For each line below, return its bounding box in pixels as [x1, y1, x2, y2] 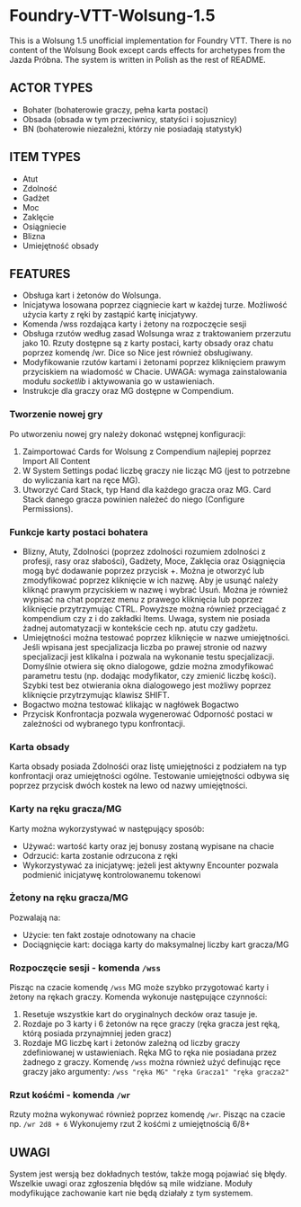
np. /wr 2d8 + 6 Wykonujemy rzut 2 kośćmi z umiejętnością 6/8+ [9, 1119, 251, 1130]
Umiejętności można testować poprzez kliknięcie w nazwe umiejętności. [22, 631, 290, 643]
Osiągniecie [22, 221, 67, 232]
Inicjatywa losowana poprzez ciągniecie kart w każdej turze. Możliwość [22, 300, 288, 310]
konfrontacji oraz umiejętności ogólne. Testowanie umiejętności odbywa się [9, 771, 290, 782]
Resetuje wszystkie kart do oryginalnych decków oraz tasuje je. [22, 1009, 258, 1020]
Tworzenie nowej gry [9, 408, 103, 421]
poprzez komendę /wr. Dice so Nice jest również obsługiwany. [22, 347, 253, 358]
